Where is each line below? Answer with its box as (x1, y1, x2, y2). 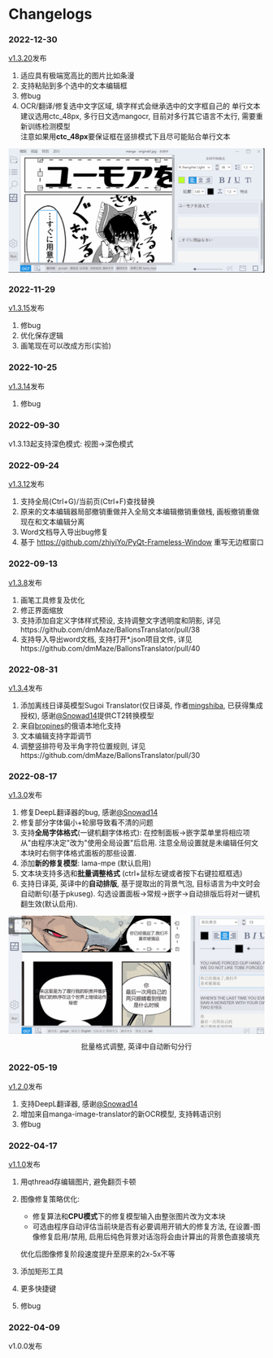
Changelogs (8, 5, 93, 24)
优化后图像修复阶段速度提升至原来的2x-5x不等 (19, 1249, 176, 1259)
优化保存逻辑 (19, 331, 63, 340)
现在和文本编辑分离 (19, 517, 85, 527)
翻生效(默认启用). (19, 899, 79, 909)
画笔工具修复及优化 (19, 595, 85, 605)
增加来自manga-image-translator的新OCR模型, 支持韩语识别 (19, 1109, 222, 1119)
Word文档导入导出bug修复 (19, 527, 109, 537)
